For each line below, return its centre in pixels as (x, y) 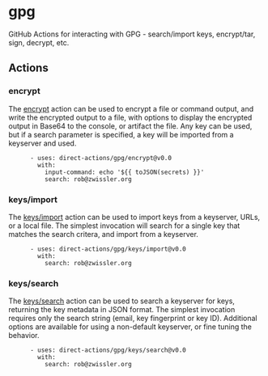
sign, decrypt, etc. (39, 42)
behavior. (24, 336)
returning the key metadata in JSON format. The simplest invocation (122, 310)
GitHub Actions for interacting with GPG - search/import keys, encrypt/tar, (132, 34)
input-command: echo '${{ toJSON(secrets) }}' (124, 172)
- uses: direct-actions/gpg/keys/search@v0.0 (108, 350)
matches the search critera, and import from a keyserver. (103, 234)
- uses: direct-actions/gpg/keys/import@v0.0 (108, 249)
